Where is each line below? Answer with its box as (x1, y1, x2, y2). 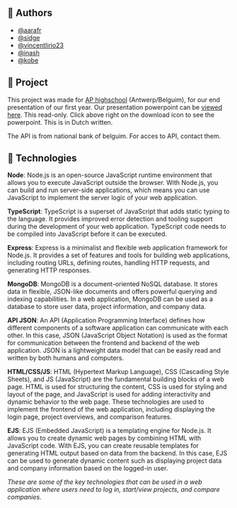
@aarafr (17, 26, 42, 34)
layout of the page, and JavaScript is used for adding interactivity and (7, 390, 211, 399)
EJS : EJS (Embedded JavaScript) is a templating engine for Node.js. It (7, 427, 212, 435)
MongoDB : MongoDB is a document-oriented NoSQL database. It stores (7, 280, 218, 288)
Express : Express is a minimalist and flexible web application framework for (7, 244, 229, 252)
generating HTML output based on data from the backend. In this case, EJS (7, 449, 228, 458)
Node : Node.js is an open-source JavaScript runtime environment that (7, 171, 212, 179)
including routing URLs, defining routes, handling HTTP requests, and (7, 259, 210, 267)
